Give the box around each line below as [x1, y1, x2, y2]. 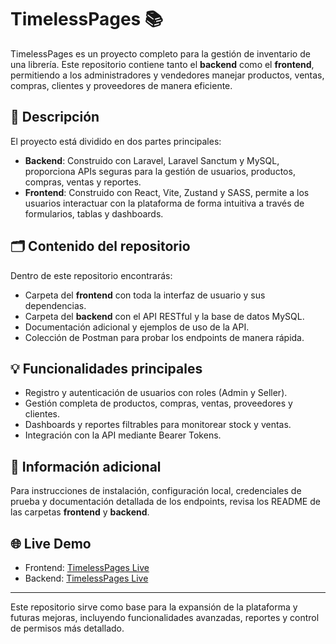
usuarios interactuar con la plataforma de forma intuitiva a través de [24, 197, 305, 209]
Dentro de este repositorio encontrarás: [10, 269, 173, 281]
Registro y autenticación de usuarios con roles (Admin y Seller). [24, 387, 288, 399]
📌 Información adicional [10, 458, 162, 475]
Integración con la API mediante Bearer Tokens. [24, 429, 222, 441]
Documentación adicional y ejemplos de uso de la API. [24, 321, 250, 333]
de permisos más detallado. [10, 622, 125, 634]
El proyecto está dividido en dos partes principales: [10, 135, 222, 147]
